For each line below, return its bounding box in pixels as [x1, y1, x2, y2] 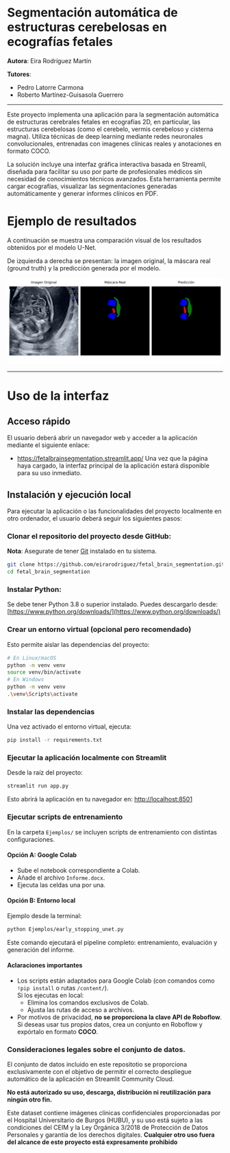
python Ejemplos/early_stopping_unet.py [7, 926, 125, 933]
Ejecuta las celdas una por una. [16, 880, 106, 889]
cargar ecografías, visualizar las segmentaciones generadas [7, 182, 177, 190]
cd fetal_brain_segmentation [7, 569, 90, 575]
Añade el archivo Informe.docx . [16, 874, 105, 882]
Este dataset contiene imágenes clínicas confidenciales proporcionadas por [7, 1109, 221, 1117]
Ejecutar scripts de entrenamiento [7, 812, 123, 822]
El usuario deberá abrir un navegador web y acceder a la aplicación [7, 434, 198, 442]
